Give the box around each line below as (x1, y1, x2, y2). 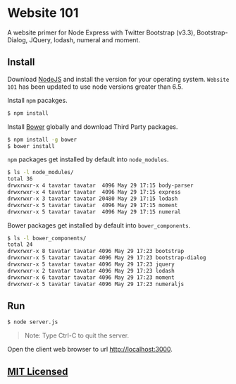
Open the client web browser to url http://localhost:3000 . (7, 345, 173, 354)
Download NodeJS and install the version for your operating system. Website (7, 75, 230, 83)
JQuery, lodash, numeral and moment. (29, 35, 141, 44)
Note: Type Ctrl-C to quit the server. (24, 331, 130, 340)
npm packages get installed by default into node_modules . (7, 155, 169, 163)
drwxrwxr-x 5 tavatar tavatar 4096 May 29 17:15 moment (7, 202, 178, 209)
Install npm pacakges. (7, 96, 68, 104)
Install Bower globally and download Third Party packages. (7, 122, 178, 131)
